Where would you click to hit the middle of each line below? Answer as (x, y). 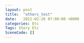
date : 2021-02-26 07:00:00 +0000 (42, 19)
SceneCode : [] (20, 33)
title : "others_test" (29, 14)
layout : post (19, 10)
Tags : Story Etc (22, 28)
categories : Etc (22, 23)
